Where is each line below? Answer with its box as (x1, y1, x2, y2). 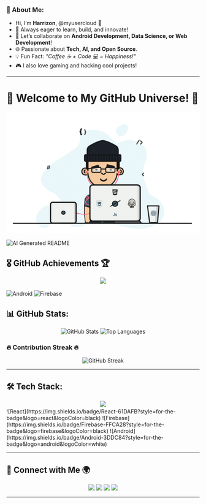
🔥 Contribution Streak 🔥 (6, 343, 79, 352)
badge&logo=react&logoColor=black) (6, 415, 101, 422)
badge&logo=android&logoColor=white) (6, 440, 107, 448)
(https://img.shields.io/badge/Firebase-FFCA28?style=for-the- (6, 421, 164, 428)
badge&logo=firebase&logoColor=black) (6, 427, 109, 435)
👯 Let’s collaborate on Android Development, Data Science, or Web (15, 32, 188, 40)
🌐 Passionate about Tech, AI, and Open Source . (15, 45, 138, 53)
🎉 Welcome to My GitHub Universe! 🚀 (6, 91, 199, 105)
